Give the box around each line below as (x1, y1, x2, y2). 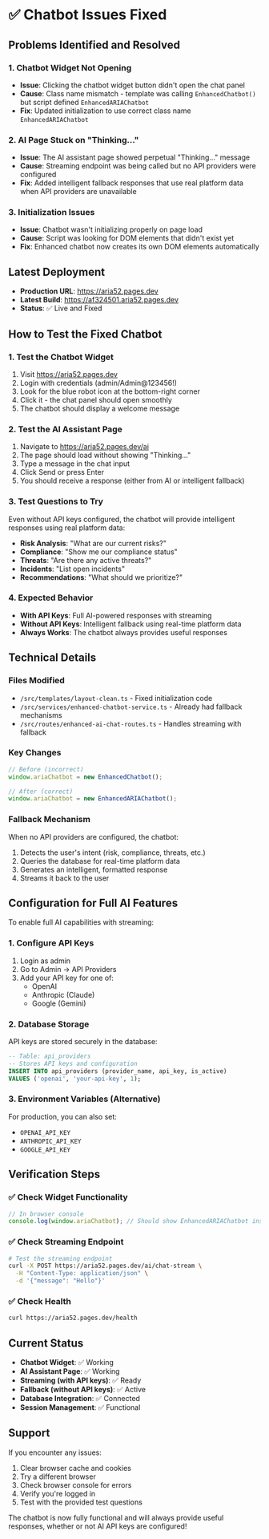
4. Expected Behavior (8, 592, 94, 603)
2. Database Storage (8, 1019, 90, 1030)
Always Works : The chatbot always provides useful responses (19, 627, 228, 637)
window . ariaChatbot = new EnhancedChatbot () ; (8, 772, 163, 781)
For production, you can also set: (8, 1112, 118, 1121)
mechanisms (19, 710, 62, 719)
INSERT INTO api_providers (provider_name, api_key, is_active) (8, 1067, 227, 1075)
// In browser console (8, 1209, 84, 1218)
